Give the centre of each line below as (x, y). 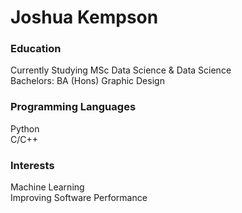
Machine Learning (47, 187)
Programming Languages (73, 107)
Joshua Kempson (84, 17)
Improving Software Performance (79, 198)
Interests (32, 165)
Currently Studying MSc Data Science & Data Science (121, 70)
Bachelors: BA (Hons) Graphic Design (87, 81)
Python (25, 128)
